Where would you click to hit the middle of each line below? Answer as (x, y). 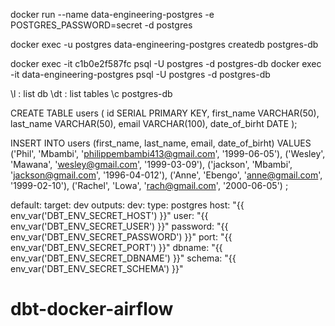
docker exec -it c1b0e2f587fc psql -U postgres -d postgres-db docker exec (166, 63)
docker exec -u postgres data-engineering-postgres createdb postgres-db (164, 44)
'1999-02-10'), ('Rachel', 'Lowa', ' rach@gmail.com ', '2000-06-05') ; (149, 185)
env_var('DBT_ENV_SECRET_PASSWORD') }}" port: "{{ (121, 237)
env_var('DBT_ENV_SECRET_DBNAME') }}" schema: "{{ (123, 258)
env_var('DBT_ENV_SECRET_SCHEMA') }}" (97, 268)
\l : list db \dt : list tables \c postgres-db (91, 93)
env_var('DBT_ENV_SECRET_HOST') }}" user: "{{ (109, 215)
